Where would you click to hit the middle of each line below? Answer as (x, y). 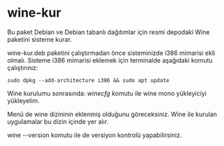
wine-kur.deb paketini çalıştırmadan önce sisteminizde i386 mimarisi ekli (111, 53)
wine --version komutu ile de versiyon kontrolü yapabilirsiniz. (95, 135)
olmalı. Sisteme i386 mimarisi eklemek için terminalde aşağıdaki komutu (110, 60)
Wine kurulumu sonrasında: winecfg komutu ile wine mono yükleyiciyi (107, 93)
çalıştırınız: (23, 67)
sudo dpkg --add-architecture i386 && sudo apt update (88, 80)
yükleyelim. (23, 100)
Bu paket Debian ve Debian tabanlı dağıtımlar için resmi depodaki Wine (109, 32)
